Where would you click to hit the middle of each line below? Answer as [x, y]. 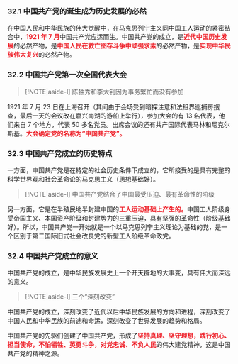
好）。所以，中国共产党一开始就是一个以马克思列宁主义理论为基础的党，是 [114, 227]
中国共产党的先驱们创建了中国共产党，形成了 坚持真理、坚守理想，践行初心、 [119, 336]
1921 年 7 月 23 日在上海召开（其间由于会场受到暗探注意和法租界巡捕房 [110, 106]
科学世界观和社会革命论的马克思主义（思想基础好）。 [83, 179]
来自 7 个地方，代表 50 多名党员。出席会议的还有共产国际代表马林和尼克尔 [121, 124]
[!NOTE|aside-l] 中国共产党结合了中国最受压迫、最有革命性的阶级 [120, 194]
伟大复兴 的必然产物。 [44, 55]
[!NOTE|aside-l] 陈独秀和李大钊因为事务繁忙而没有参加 [104, 92]
